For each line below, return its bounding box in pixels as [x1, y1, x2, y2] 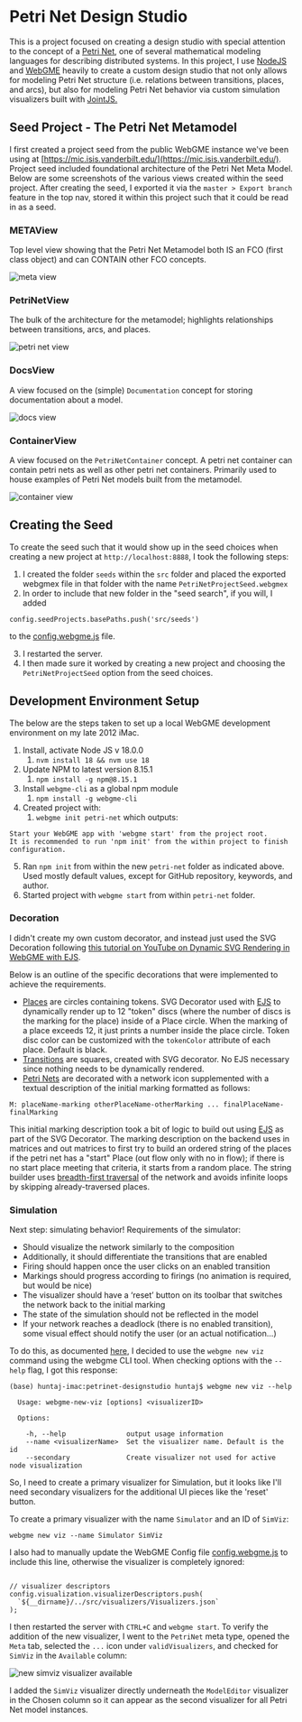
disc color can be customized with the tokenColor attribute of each [22, 1034, 271, 1045]
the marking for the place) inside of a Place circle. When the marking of [22, 1015, 288, 1026]
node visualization [9, 1461, 83, 1470]
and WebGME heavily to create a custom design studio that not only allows [9, 65, 288, 76]
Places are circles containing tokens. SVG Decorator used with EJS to [22, 995, 281, 1007]
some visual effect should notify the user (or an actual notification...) [22, 1329, 277, 1339]
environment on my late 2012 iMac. [9, 727, 140, 737]
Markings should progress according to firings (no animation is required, [22, 1271, 292, 1282]
